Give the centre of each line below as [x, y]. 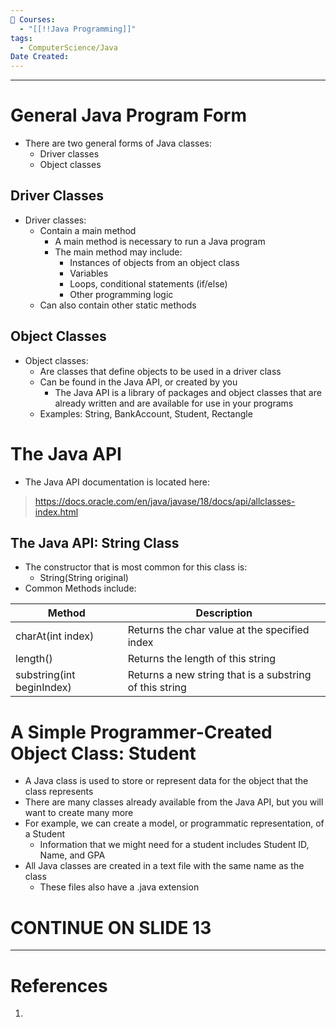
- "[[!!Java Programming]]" [78, 29]
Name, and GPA [72, 855]
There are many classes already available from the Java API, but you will [174, 802]
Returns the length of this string [202, 659]
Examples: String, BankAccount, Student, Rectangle [146, 413]
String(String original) [84, 578]
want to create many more [79, 813]
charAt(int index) [55, 636]
